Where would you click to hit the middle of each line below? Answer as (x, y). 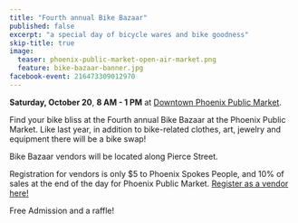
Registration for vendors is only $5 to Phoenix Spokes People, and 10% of (147, 173)
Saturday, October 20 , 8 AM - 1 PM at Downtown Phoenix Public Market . (146, 102)
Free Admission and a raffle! (62, 210)
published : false (42, 26)
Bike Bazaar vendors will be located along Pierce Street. (114, 156)
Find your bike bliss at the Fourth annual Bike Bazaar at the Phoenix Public (148, 119)
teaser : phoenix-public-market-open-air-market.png (117, 60)
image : (22, 51)
